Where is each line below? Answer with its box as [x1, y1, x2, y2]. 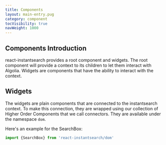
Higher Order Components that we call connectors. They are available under [5, 111, 161, 117]
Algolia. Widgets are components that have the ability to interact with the [5, 67, 154, 73]
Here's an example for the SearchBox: [5, 126, 83, 132]
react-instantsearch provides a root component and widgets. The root [5, 57, 148, 63]
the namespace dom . [5, 116, 46, 122]
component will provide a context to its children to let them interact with [5, 62, 152, 68]
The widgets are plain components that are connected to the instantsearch [5, 100, 158, 106]
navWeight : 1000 [5, 26, 39, 31]
